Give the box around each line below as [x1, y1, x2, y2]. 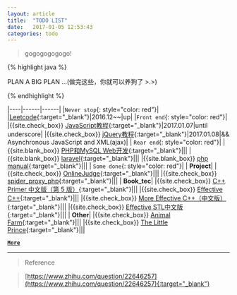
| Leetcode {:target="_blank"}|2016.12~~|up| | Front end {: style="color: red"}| [7, 113, 228, 121]
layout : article [7, 10, 55, 18]
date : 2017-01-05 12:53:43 [7, 23, 93, 30]
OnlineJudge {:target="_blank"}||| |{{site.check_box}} [63, 169, 217, 178]
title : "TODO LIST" [7, 17, 68, 24]
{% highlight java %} [7, 63, 67, 71]
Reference [24, 258, 55, 267]
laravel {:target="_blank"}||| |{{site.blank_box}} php [61, 155, 209, 163]
